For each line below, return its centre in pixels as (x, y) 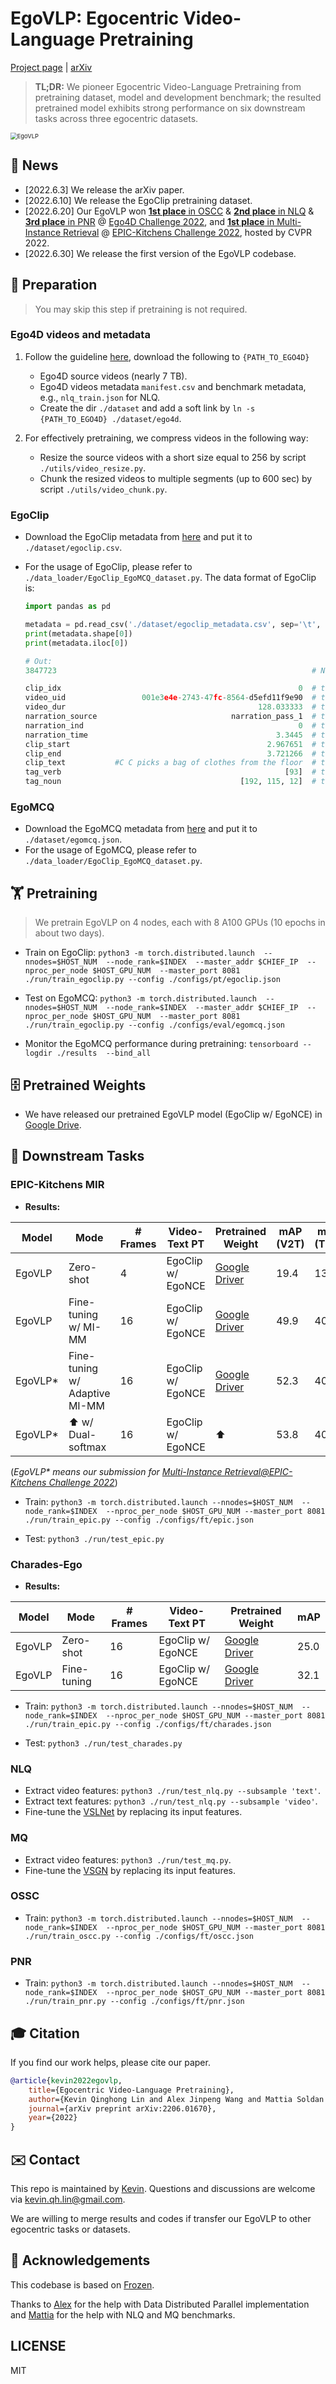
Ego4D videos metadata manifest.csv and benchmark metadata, (173, 386)
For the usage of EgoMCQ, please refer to (110, 850)
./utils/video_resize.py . (93, 468)
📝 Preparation (54, 285)
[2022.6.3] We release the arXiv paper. (104, 189)
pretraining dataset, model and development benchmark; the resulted (178, 97)
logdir (38, 1053)
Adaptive (89, 1393)
